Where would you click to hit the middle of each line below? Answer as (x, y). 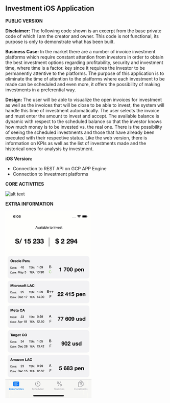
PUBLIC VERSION (24, 21)
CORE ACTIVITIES (25, 184)
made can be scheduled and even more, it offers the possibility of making (83, 84)
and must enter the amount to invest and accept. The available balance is (82, 116)
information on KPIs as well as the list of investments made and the (76, 143)
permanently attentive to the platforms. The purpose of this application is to (85, 73)
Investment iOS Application (50, 8)
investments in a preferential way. (41, 90)
